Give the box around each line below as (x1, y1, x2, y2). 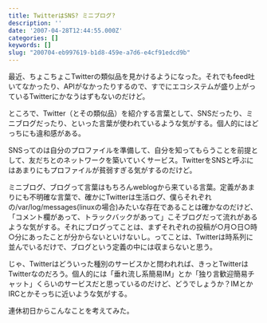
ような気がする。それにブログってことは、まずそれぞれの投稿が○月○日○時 (8, 223, 257, 231)
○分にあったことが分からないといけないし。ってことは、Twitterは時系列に (8, 232, 253, 242)
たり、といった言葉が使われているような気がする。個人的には (49, 119, 253, 128)
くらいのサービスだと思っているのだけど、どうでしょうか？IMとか (35, 279, 253, 288)
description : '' (8, 19, 62, 27)
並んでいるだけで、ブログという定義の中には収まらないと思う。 (8, 242, 217, 251)
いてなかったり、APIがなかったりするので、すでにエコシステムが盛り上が (8, 81, 249, 91)
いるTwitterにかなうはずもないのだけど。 (14, 92, 150, 100)
